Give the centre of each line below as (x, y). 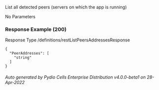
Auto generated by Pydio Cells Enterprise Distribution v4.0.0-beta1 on (75, 77)
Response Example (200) (36, 29)
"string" (23, 58)
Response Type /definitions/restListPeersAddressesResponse (67, 40)
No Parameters (20, 16)
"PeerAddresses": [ (29, 54)
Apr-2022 (15, 82)
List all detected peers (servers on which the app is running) (66, 7)
